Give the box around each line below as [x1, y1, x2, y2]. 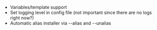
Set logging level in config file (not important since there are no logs [10, 9, 152, 15]
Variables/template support [10, 4, 67, 10]
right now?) [10, 15, 34, 20]
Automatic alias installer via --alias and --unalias [10, 20, 111, 26]
